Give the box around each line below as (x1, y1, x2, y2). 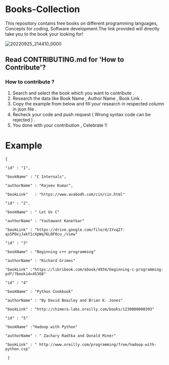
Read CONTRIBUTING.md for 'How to (5, 56, 125, 64)
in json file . (12, 106, 37, 112)
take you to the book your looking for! (5, 31, 83, 37)
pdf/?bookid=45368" (5, 271, 46, 276)
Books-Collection (5, 4, 80, 15)
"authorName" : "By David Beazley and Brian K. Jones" (5, 298, 123, 303)
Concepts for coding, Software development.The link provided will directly (5, 25, 160, 31)
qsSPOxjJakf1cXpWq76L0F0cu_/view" (5, 231, 78, 237)
